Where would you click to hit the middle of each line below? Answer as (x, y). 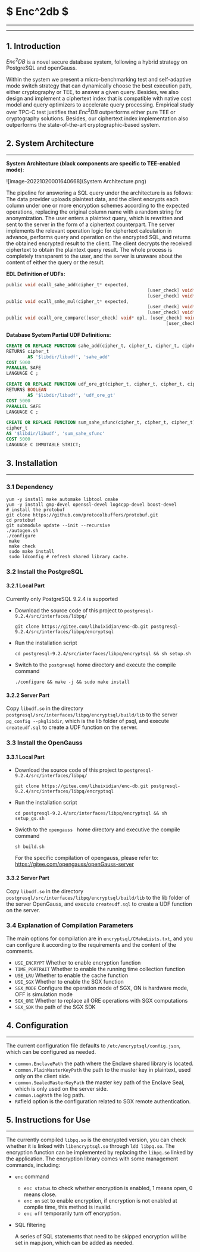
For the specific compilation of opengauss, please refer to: (87, 858)
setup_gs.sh (29, 819)
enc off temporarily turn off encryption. (72, 1213)
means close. (40, 1194)
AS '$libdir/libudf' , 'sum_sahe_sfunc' (56, 434)
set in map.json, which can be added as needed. (74, 1243)
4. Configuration (37, 1026)
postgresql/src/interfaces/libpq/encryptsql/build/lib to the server (92, 715)
